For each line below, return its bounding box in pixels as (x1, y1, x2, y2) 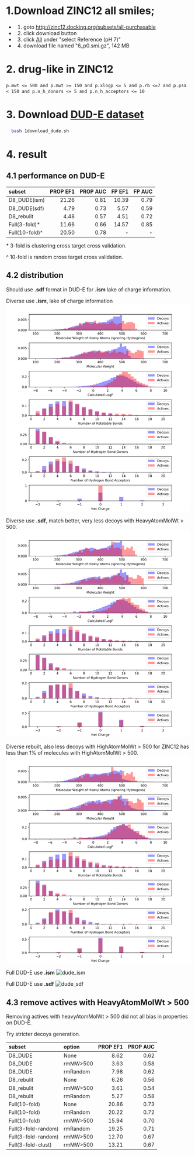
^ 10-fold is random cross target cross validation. (6, 253, 124, 260)
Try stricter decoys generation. (6, 1030, 81, 1037)
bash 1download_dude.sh (11, 128, 69, 134)
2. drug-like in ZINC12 (6, 63, 114, 76)
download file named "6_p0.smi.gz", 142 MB (23, 42, 130, 49)
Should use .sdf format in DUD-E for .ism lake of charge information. (6, 285, 172, 293)
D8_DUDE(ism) (8, 197, 46, 204)
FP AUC (133, 188, 153, 195)
